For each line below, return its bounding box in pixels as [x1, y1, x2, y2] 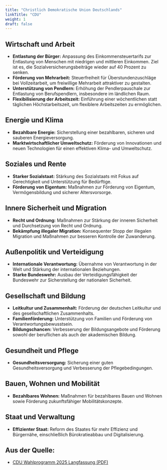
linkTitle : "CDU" [5, 12, 42, 17]
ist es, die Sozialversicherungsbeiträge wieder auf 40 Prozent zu [12, 64, 146, 70]
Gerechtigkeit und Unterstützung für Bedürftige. [12, 178, 112, 184]
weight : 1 [5, 17, 26, 22]
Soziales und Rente [5, 160, 67, 168]
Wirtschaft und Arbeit [5, 40, 75, 48]
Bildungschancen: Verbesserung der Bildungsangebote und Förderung [12, 326, 160, 332]
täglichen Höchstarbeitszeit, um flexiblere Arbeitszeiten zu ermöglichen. [12, 102, 162, 108]
